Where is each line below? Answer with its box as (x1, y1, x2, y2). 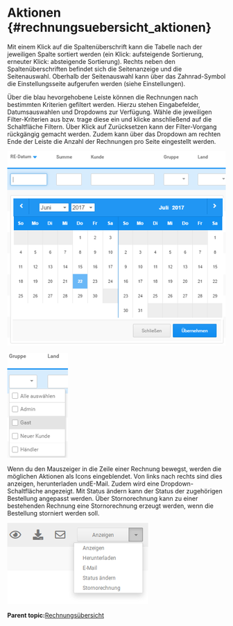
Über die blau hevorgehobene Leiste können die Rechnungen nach (7, 92, 198, 101)
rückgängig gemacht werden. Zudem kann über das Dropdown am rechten (7, 130, 221, 138)
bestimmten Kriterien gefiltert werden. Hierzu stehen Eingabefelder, (7, 100, 200, 108)
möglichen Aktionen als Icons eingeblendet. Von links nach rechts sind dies (7, 472, 223, 481)
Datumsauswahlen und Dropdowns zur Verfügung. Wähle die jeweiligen (7, 108, 212, 116)
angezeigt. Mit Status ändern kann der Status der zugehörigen (44, 487, 223, 495)
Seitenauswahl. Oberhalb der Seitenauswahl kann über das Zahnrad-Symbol (7, 72, 226, 81)
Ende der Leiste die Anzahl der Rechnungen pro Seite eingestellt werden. (7, 137, 216, 145)
